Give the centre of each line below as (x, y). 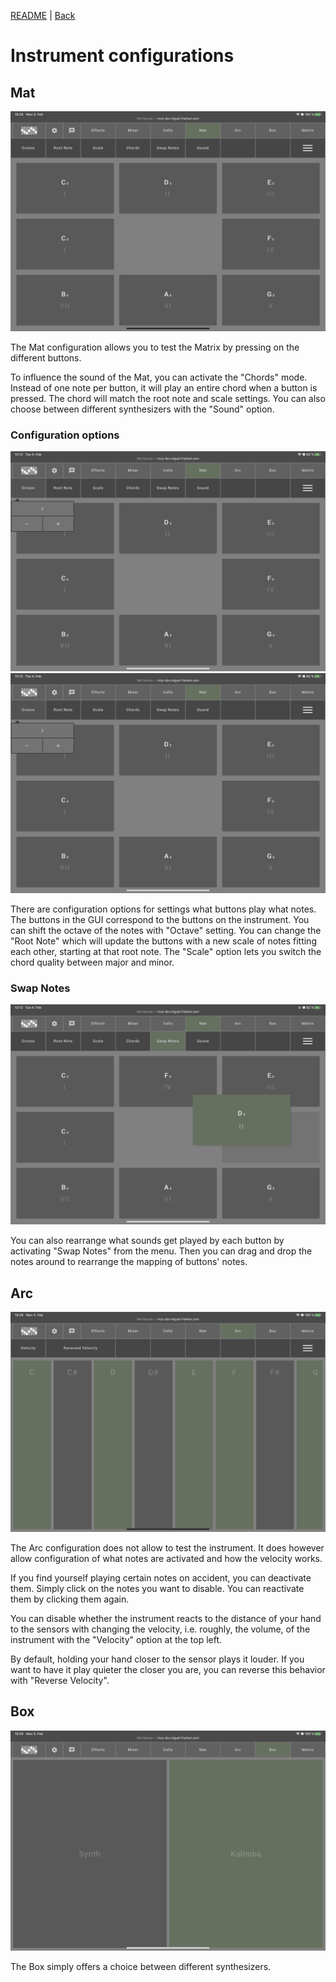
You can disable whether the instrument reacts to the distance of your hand (166, 1618)
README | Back (43, 15)
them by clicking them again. (70, 1599)
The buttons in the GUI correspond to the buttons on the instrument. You (160, 920)
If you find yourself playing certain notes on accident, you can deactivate (161, 1577)
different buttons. (46, 357)
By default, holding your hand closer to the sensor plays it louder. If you (157, 1659)
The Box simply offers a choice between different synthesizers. (141, 1966)
